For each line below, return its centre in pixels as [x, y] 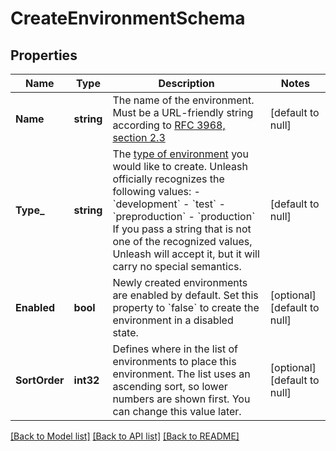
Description [186, 83]
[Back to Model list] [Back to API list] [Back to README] [125, 436]
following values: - [156, 191]
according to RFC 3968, [169, 125]
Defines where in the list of [175, 349]
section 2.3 [139, 137]
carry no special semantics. [177, 266]
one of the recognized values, [182, 241]
